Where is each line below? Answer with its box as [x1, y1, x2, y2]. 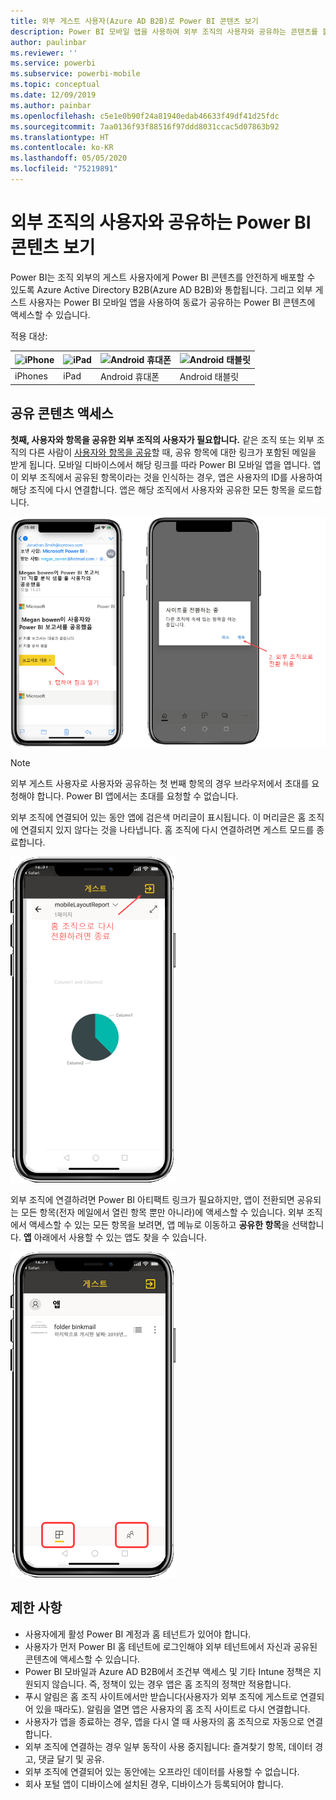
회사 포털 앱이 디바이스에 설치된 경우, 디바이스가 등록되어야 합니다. [24, 1778, 284, 1790]
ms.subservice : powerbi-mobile [10, 69, 141, 79]
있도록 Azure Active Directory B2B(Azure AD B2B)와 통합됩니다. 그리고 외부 [10, 283, 313, 295]
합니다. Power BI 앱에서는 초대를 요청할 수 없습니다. [36, 790, 239, 802]
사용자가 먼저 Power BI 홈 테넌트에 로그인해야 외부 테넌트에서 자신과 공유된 [24, 1640, 318, 1652]
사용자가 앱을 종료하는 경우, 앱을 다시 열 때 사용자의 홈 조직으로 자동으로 [24, 1715, 305, 1727]
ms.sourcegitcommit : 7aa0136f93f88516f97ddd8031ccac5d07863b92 [10, 121, 280, 132]
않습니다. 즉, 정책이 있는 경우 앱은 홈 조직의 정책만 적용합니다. [51, 1678, 292, 1690]
